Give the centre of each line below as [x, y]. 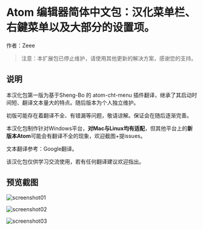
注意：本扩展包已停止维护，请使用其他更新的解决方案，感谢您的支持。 [109, 58]
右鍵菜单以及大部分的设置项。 [81, 28]
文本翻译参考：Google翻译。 [42, 148]
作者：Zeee [21, 45]
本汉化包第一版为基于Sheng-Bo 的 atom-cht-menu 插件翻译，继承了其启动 [99, 95]
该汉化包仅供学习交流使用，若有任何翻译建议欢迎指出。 [75, 162]
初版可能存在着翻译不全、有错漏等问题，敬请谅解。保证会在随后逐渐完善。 [99, 115]
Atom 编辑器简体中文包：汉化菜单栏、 [101, 12]
